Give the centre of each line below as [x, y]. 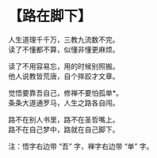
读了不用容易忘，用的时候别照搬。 [64, 66]
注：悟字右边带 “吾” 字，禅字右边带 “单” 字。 [81, 146]
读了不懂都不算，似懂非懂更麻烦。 [64, 49]
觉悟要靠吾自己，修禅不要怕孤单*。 [66, 92]
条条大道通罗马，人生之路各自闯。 [64, 103]
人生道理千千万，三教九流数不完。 [64, 39]
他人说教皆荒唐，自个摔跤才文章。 [64, 76]
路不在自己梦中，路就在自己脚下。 [64, 129]
